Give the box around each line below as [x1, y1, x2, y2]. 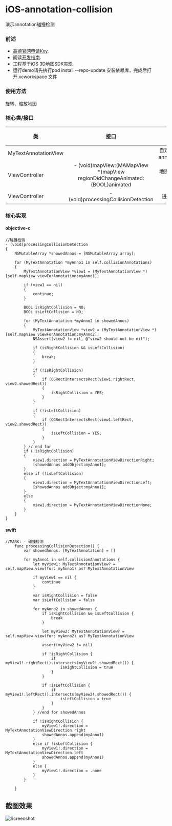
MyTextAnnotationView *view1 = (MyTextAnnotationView [24, 268, 141, 274]
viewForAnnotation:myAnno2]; [37, 332, 100, 337]
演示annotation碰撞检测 [5, 21, 55, 27]
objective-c [5, 225, 31, 232]
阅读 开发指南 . [12, 54, 41, 61]
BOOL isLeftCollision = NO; [24, 309, 83, 314]
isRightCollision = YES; [51, 390, 104, 395]
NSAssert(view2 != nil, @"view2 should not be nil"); [32, 336, 150, 341]
